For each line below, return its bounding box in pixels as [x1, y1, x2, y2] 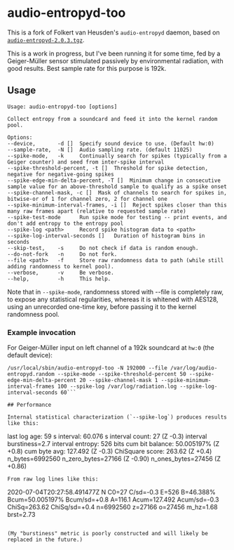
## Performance [7, 402, 52, 409]
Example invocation [7, 327, 76, 337]
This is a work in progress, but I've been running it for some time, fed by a [7, 49, 221, 58]
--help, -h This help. [7, 275, 111, 282]
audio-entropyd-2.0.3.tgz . [7, 35, 85, 44]
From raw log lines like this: [7, 476, 99, 483]
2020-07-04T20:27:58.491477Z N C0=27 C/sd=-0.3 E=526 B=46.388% [7, 488, 216, 497]
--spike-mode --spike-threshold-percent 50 [57, 371, 187, 378]
